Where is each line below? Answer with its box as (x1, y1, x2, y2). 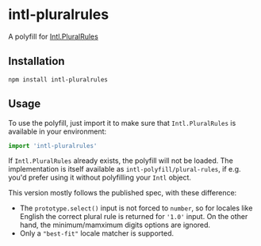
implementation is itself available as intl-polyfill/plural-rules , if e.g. (8, 165, 241, 174)
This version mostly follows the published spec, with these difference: (8, 188, 237, 198)
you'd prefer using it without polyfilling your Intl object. (8, 172, 192, 183)
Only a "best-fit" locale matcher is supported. (19, 229, 175, 238)
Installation (8, 55, 65, 68)
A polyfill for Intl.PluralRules (8, 32, 99, 41)
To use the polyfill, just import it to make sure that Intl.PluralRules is (8, 118, 236, 127)
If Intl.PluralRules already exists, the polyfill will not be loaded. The (8, 156, 234, 165)
